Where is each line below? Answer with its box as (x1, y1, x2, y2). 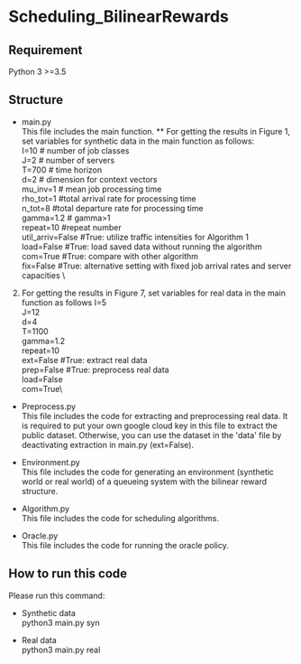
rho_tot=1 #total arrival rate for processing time (21, 192, 196, 204)
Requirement (8, 42, 83, 58)
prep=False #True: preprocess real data (21, 364, 169, 375)
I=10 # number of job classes (21, 145, 130, 155)
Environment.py (21, 456, 80, 467)
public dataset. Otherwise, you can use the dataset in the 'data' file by (21, 429, 282, 440)
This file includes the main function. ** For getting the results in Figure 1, (21, 126, 290, 136)
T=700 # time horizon (21, 164, 103, 175)
